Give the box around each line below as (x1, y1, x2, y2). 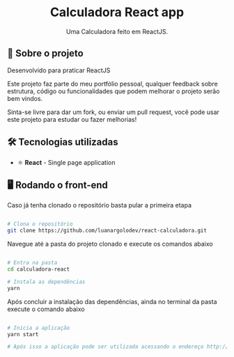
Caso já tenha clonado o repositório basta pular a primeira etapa (7, 201, 192, 209)
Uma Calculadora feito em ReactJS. (65, 27, 169, 35)
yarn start (7, 331, 39, 338)
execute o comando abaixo (7, 305, 85, 313)
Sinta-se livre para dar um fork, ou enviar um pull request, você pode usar (7, 108, 219, 116)
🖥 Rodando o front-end (7, 179, 108, 191)
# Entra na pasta (7, 260, 58, 267)
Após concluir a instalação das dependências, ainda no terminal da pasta (7, 297, 217, 306)
